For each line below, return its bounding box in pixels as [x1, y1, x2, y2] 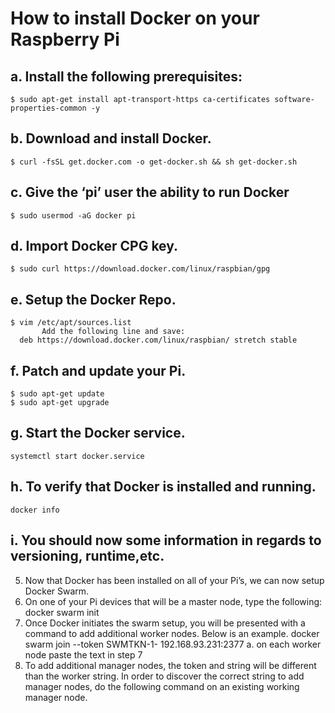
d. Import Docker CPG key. [10, 238, 179, 255]
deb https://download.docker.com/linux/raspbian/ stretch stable [19, 335, 298, 346]
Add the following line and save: [41, 327, 186, 337]
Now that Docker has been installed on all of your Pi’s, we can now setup [24, 574, 325, 586]
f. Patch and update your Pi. [10, 362, 187, 379]
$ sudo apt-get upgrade [10, 398, 110, 408]
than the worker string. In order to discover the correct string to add [24, 670, 305, 682]
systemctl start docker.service [10, 451, 145, 461]
